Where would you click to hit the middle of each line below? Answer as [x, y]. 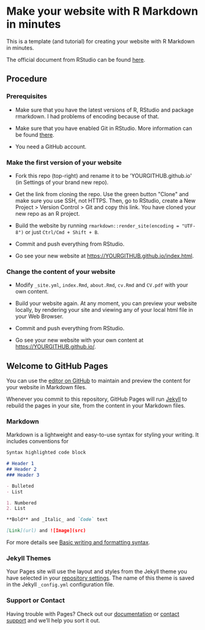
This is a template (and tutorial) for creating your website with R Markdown [100, 41]
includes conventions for [38, 441]
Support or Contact [36, 601]
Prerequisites [27, 96]
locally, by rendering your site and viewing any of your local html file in [104, 310]
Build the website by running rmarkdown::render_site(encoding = [97, 226]
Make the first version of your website [64, 162]
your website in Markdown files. [47, 387]
